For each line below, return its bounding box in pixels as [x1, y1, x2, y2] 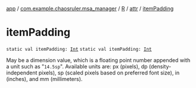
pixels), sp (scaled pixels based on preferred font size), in [38, 69, 180, 76]
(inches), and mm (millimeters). [6, 75, 83, 82]
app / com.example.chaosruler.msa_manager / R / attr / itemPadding [6, 5, 174, 12]
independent [6, 69, 38, 76]
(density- [148, 63, 172, 70]
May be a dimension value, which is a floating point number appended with [6, 56, 191, 64]
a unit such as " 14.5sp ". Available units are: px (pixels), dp [6, 63, 148, 70]
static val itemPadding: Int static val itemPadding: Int [6, 46, 152, 52]
